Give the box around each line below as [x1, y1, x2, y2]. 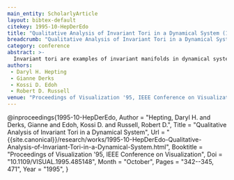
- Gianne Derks [10, 74, 54, 82]
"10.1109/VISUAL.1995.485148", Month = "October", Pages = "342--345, [7, 158, 214, 165]
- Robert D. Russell [10, 88, 70, 95]
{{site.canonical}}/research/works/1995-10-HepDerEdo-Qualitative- [7, 136, 202, 143]
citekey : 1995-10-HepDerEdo [7, 23, 89, 30]
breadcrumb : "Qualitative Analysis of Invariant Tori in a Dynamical [7, 36, 214, 43]
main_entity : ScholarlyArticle [7, 10, 98, 17]
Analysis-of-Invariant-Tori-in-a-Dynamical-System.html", [7, 143, 171, 151]
